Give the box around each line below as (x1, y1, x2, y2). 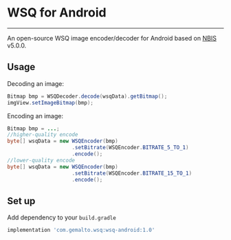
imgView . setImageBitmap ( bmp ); (7, 99, 94, 106)
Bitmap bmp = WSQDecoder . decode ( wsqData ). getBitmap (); (7, 93, 168, 100)
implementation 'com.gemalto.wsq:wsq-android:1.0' (7, 227, 155, 234)
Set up (7, 195, 36, 207)
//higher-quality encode (7, 131, 78, 138)
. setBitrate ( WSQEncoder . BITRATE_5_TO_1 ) (71, 144, 189, 151)
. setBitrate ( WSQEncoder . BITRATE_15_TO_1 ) (71, 170, 192, 177)
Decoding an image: (7, 79, 64, 87)
